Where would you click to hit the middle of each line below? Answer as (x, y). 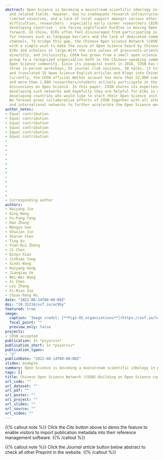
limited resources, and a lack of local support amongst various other (83, 19)
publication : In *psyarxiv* (33, 340)
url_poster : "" (20, 395)
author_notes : (19, 110)
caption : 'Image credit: (34, 318)
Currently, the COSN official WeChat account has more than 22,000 (79, 78)
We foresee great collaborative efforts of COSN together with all (79, 100)
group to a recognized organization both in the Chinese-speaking (78, 60)
